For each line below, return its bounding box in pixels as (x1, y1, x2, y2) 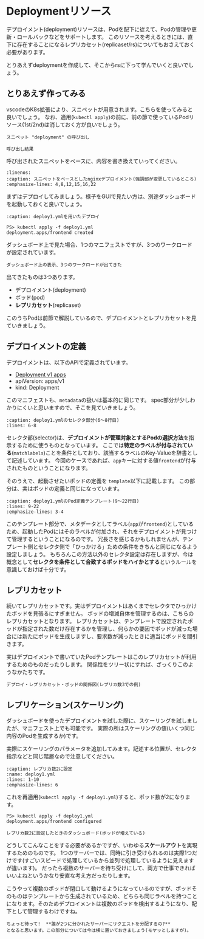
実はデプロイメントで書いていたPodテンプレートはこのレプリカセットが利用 (6, 653, 197, 661)
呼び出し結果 (6, 146, 34, 152)
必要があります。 (6, 48, 49, 55)
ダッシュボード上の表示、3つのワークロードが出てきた (6, 261, 123, 268)
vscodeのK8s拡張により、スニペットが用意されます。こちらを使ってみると (6, 106, 193, 113)
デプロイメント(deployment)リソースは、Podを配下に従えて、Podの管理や (6, 26, 192, 33)
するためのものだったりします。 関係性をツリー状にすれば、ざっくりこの (6, 661, 188, 668)
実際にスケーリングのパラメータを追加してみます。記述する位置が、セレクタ (6, 745, 197, 752)
